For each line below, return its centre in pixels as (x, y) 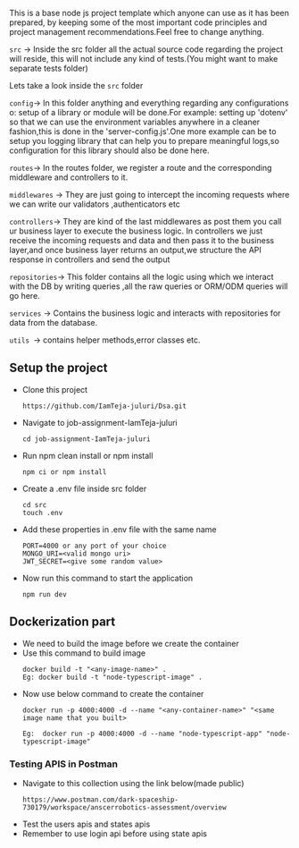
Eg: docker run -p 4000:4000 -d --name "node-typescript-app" (142, 734)
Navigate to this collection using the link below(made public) (133, 783)
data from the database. (54, 322)
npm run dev (44, 594)
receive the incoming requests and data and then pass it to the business (142, 240)
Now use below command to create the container (113, 693)
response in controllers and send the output (90, 259)
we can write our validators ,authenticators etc (95, 204)
